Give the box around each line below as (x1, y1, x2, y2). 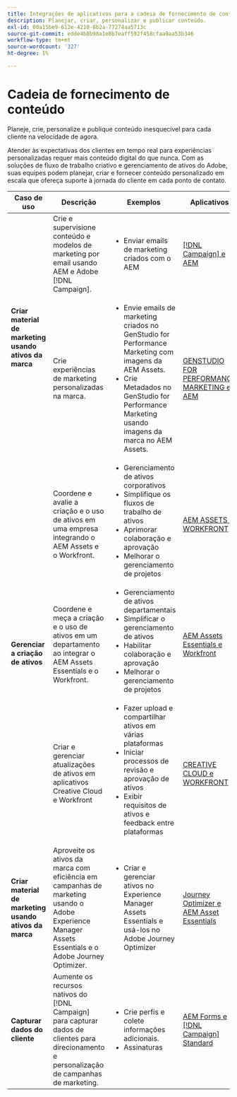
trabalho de (123, 507, 162, 517)
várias (123, 729, 145, 739)
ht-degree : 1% (7, 50, 49, 57)
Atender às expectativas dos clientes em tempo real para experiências (7, 146, 212, 154)
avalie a (52, 497, 79, 507)
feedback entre (123, 818, 174, 828)
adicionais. (123, 1033, 160, 1043)
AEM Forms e (182, 1011, 228, 1021)
